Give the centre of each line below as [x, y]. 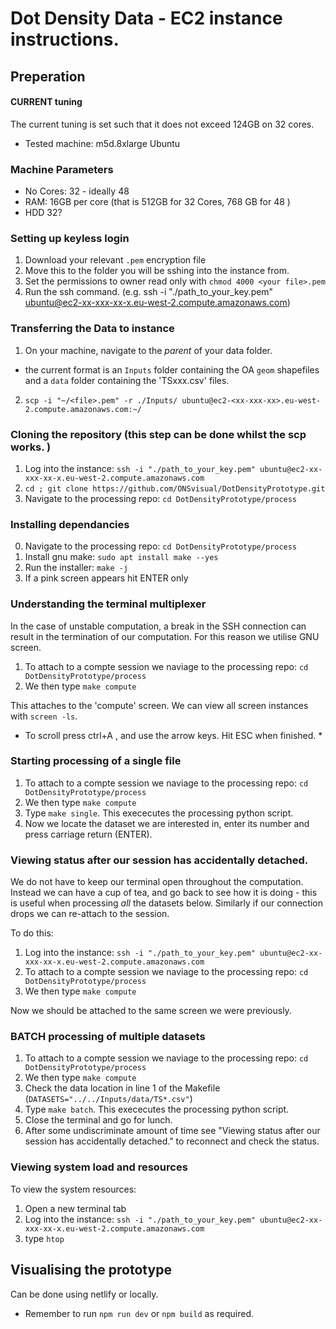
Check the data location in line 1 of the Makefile [122, 1088]
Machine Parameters [62, 169]
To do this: [32, 933]
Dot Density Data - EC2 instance [146, 18]
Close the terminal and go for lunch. [98, 1120]
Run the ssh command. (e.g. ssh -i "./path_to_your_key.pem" [149, 292]
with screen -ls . [44, 716]
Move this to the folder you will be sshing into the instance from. [157, 271]
